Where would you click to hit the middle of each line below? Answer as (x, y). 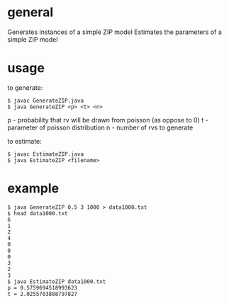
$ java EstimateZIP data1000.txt (57, 281)
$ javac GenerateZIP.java (45, 101)
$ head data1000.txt (38, 213)
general (30, 12)
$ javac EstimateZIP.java (45, 154)
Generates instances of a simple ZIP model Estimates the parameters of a (114, 32)
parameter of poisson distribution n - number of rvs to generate (100, 127)
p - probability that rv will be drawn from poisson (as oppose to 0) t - (108, 120)
